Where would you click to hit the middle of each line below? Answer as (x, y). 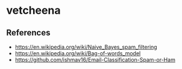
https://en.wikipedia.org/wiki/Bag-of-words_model (78, 53)
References (28, 33)
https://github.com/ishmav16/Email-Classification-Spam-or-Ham (95, 60)
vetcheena (33, 10)
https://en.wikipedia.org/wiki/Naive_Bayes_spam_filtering (86, 47)
